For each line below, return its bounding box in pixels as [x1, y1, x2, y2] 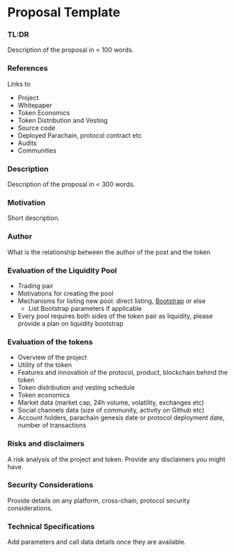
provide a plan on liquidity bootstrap [17, 319, 124, 327]
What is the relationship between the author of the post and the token [7, 248, 211, 256]
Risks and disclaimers [7, 439, 85, 449]
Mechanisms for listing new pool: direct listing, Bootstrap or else [17, 296, 206, 305]
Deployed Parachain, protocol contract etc [17, 131, 142, 139]
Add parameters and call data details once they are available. [7, 537, 187, 547]
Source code [17, 124, 55, 132]
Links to [7, 80, 31, 88]
